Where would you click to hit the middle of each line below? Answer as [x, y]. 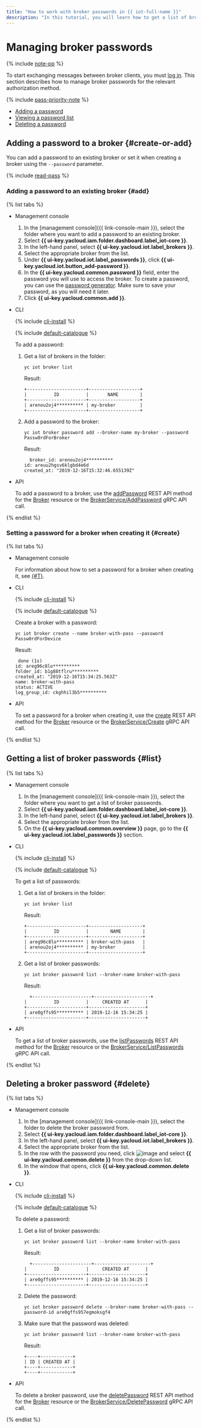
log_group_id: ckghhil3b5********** [61, 692]
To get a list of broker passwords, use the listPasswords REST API [96, 1040]
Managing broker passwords [80, 47]
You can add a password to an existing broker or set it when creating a [94, 157]
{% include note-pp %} [35, 64]
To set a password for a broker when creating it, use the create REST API [105, 715]
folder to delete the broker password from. [76, 1128]
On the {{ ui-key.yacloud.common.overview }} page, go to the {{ [106, 828]
